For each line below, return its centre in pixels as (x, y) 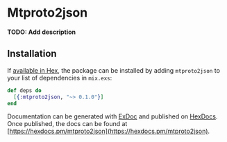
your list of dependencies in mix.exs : (60, 78)
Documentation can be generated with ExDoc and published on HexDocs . (112, 116)
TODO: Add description (42, 32)
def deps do (24, 90)
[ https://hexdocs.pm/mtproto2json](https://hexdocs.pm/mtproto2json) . (109, 131)
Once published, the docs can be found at (67, 124)
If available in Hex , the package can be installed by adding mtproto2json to (114, 70)
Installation (32, 54)
